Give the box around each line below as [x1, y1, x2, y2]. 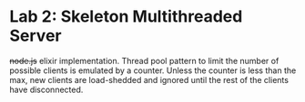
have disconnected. [9, 84, 84, 95]
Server [9, 25, 62, 46]
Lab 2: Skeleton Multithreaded [9, 6, 243, 27]
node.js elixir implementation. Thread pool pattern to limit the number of [9, 55, 280, 66]
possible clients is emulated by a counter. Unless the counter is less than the [9, 65, 297, 76]
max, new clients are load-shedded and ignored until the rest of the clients [9, 74, 290, 85]
